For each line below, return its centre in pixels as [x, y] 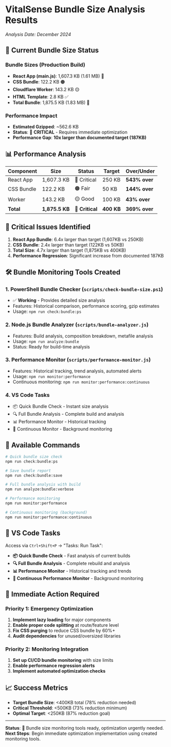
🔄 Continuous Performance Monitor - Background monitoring [78, 578]
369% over [139, 209]
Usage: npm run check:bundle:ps [47, 311]
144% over [139, 189]
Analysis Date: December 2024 [38, 34]
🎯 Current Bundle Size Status [52, 50]
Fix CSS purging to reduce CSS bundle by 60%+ [64, 631]
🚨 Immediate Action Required [52, 594]
